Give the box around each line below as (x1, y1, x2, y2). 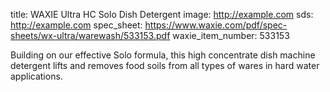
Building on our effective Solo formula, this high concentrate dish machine (10, 49, 316, 61)
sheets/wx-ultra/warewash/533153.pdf (10, 30, 171, 41)
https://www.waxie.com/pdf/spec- (144, 19, 288, 31)
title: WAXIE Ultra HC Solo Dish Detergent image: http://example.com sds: (10, 9, 314, 20)
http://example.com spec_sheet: (10, 19, 143, 31)
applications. (10, 70, 63, 82)
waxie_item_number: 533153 (172, 30, 290, 41)
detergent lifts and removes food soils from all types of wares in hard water (10, 60, 320, 71)
